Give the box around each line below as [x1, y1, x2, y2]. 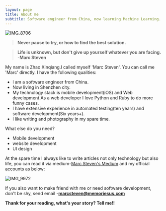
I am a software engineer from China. [12, 79, 89, 85]
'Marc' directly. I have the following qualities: [5, 70, 97, 75]
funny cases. [12, 100, 39, 106]
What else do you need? [5, 126, 55, 132]
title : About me [5, 12, 39, 17]
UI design [12, 146, 32, 152]
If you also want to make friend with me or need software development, [5, 185, 152, 191]
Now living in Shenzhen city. [12, 84, 71, 90]
